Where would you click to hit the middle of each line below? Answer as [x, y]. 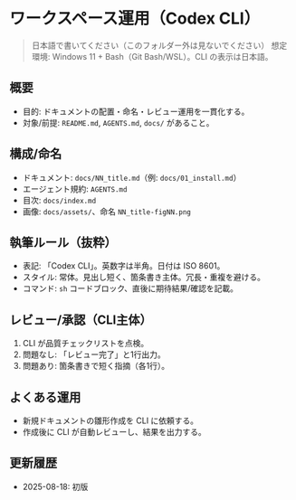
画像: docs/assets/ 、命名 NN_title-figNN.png [107, 211]
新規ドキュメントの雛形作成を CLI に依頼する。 [110, 420]
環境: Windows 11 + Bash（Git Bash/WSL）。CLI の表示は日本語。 [152, 56]
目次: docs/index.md [59, 200]
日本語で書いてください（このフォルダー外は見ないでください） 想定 [159, 45]
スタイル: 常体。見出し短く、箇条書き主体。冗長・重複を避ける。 [143, 278]
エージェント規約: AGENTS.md [75, 189]
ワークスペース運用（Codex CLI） [135, 19]
